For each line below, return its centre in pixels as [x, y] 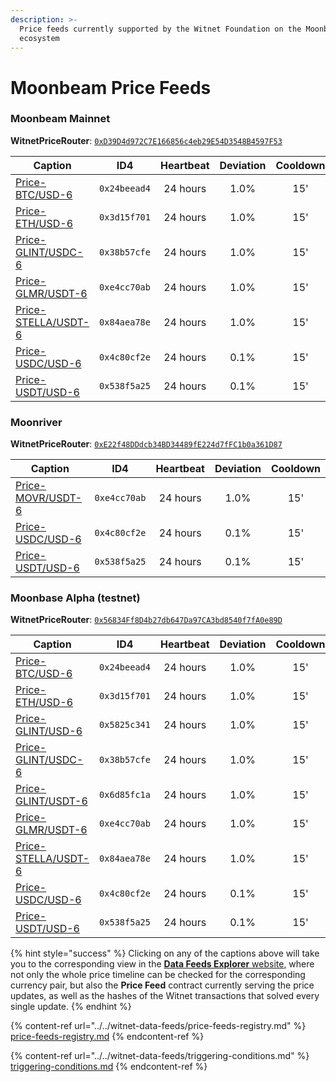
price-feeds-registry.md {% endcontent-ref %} [107, 1037]
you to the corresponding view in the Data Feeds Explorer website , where [162, 964]
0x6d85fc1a [125, 795]
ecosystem [39, 38]
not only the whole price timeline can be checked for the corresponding [158, 975]
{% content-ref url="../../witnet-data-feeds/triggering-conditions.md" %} [160, 1056]
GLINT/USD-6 [49, 731]
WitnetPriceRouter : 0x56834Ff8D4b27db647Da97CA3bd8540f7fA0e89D [146, 620]
